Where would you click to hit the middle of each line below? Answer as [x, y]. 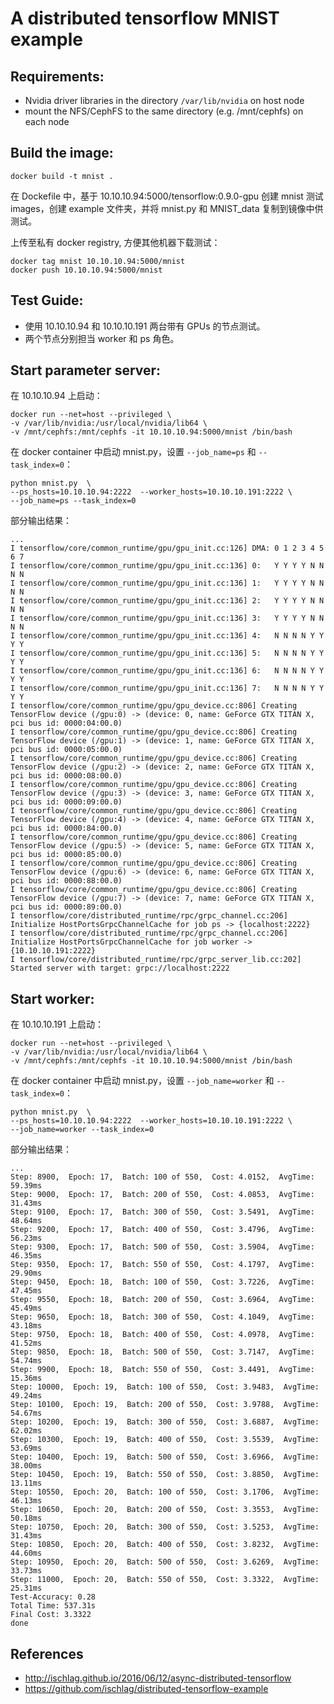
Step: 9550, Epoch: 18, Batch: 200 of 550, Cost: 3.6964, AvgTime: [162, 1300]
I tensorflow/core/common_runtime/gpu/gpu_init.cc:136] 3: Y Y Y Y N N [167, 618]
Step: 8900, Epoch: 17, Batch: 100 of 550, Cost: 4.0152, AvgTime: [162, 1177]
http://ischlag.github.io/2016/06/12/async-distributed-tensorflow [158, 1678]
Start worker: [52, 998]
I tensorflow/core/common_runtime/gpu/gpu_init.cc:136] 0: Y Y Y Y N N [167, 566]
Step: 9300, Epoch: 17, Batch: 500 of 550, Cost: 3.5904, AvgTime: [162, 1247]
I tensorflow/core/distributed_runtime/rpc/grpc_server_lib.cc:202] [156, 960]
